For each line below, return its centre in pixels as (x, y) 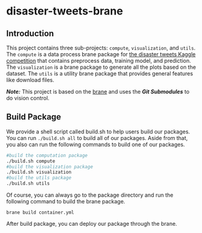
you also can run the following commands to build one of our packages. (96, 144)
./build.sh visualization (39, 172)
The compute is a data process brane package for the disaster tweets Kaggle (101, 54)
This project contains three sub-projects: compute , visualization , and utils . (101, 48)
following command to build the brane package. (66, 202)
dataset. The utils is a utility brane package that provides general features (100, 73)
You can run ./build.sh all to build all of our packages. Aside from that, (97, 138)
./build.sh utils (28, 184)
